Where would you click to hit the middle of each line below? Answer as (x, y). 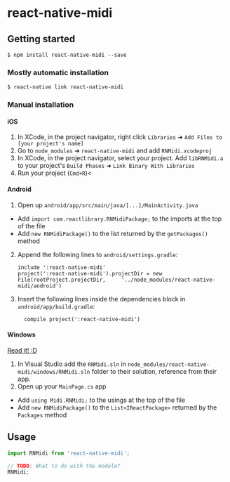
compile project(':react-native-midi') (82, 319)
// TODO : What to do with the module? (64, 466)
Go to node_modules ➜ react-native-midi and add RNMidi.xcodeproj (115, 151)
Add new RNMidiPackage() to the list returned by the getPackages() (113, 233)
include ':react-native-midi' (62, 267)
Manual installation (41, 105)
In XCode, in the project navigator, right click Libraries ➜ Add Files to (120, 137)
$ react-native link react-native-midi (66, 87)
